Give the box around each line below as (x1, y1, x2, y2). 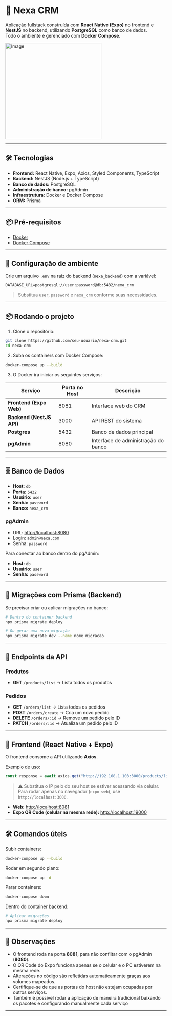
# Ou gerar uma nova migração (5, 628, 70, 634)
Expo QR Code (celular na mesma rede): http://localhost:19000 (12, 809, 147, 815)
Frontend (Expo (8, 398, 47, 406)
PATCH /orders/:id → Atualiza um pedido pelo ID (12, 720, 118, 727)
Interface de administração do (91, 437, 164, 444)
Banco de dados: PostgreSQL (12, 181, 76, 187)
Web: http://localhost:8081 (12, 804, 70, 810)
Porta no (61, 384, 83, 391)
